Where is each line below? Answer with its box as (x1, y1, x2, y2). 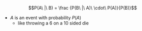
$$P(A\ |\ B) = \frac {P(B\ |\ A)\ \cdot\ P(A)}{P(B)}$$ (28, 5, 137, 11)
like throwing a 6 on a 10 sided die (17, 20, 89, 26)
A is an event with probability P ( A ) (10, 15, 82, 20)
